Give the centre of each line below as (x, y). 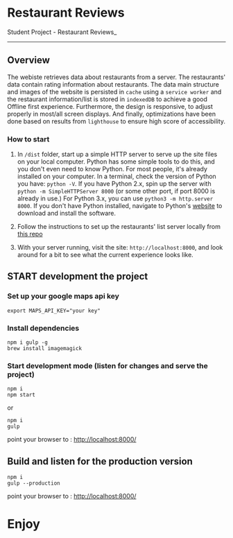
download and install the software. (67, 214)
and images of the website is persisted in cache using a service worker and (114, 92)
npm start (21, 395)
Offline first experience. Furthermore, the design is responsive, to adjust (110, 106)
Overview (29, 60)
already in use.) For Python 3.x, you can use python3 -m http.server (115, 198)
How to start (28, 139)
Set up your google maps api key (63, 296)
